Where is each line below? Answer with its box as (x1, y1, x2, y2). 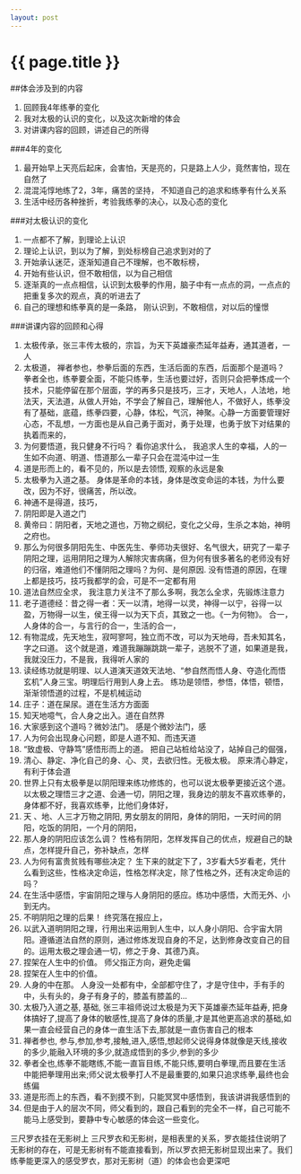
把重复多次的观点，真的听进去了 (22, 290, 142, 301)
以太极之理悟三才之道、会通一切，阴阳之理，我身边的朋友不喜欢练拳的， (22, 788, 290, 799)
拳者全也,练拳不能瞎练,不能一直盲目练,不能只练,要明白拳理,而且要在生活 (22, 1057, 286, 1068)
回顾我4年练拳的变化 (22, 101, 99, 112)
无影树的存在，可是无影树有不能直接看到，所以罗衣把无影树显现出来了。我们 (10, 1143, 293, 1154)
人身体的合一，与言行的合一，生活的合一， (22, 620, 181, 631)
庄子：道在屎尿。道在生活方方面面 (22, 698, 150, 709)
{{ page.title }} (10, 51, 121, 72)
